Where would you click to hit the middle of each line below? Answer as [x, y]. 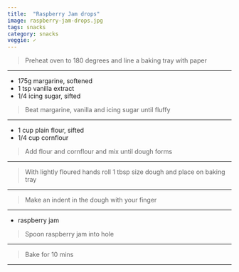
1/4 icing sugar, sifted [49, 96]
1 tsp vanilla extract [46, 89]
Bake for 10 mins [49, 255]
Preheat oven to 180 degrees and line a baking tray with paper [116, 60]
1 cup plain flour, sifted [51, 130]
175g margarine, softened [55, 81]
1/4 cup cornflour [43, 138]
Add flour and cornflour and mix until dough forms [99, 152]
